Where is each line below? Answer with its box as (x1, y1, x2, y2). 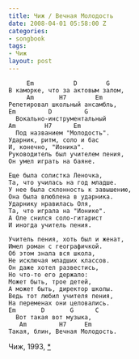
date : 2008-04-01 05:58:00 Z (8, 19, 107, 28)
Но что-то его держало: (8, 271, 89, 279)
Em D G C (8, 306, 99, 314)
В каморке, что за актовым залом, (8, 86, 125, 94)
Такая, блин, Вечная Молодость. (8, 327, 117, 335)
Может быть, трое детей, (8, 277, 92, 286)
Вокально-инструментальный (15, 114, 107, 122)
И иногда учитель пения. (8, 220, 92, 229)
